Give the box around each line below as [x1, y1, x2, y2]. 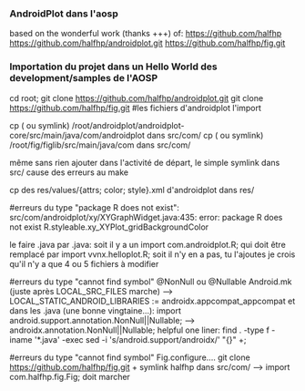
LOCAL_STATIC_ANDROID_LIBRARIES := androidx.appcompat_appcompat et [9, 295, 296, 306]
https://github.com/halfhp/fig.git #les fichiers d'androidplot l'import [9, 102, 262, 113]
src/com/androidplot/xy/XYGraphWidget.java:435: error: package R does [9, 211, 283, 222]
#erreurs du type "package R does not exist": [9, 201, 180, 212]
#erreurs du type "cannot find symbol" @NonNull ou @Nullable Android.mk [9, 276, 293, 287]
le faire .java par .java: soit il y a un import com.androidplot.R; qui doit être [9, 239, 287, 250]
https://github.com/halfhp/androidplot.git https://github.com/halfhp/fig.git [9, 37, 286, 48]
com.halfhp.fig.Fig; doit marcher [9, 371, 130, 382]
